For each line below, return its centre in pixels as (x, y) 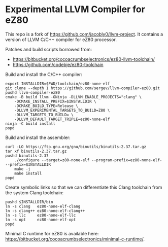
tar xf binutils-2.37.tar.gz (36, 151)
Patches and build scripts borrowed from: (49, 49)
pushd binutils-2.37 (27, 156)
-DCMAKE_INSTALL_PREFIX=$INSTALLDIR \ (55, 101)
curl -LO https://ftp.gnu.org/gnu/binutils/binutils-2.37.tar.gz (76, 147)
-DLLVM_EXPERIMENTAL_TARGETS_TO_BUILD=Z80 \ (62, 110)
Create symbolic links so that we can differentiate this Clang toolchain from (84, 187)
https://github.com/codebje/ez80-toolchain (58, 64)
